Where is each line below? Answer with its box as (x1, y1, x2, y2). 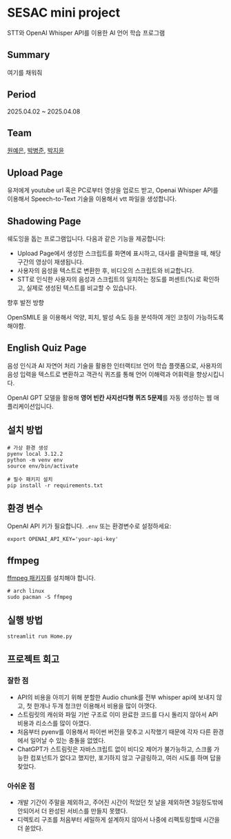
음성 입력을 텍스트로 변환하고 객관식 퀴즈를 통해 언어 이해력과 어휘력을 (7, 370, 195, 378)
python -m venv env (7, 457, 63, 463)
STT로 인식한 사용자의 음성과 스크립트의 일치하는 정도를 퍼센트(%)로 (17, 275, 202, 283)
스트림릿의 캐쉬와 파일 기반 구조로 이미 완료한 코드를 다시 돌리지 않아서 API (17, 710, 219, 719)
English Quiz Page (7, 342, 87, 354)
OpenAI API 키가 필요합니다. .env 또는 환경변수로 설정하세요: (7, 522, 172, 531)
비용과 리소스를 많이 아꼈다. (17, 719, 92, 727)
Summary (7, 49, 50, 61)
